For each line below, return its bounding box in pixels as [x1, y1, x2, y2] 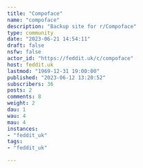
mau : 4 [7, 118, 26, 126]
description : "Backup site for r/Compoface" [7, 23, 137, 30]
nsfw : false [7, 49, 41, 56]
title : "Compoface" [7, 10, 63, 17]
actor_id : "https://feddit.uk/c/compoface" [7, 55, 134, 62]
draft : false [7, 42, 45, 49]
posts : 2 [7, 87, 32, 94]
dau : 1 [7, 106, 26, 113]
